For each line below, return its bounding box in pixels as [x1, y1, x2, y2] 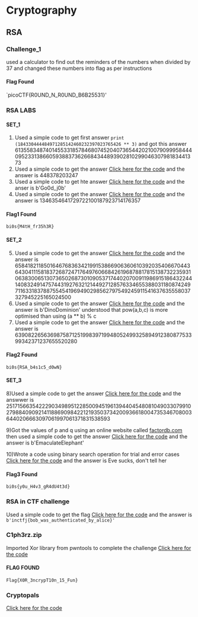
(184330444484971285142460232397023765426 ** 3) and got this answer [14, 140, 187, 148]
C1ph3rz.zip [6, 531, 42, 539]
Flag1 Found [6, 210, 37, 218]
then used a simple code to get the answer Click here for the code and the [6, 433, 188, 440]
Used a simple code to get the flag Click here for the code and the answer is [6, 511, 193, 518]
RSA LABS [6, 106, 37, 114]
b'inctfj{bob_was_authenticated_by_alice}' [6, 517, 116, 523]
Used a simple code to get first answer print [14, 134, 124, 141]
